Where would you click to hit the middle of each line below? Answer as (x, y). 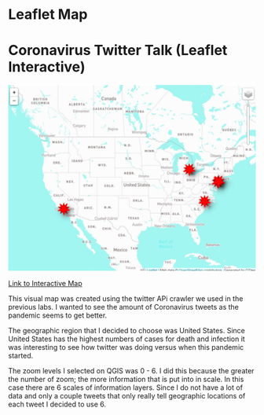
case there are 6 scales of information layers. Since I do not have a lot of (126, 387)
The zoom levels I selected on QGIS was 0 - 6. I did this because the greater (131, 370)
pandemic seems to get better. (58, 315)
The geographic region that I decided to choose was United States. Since (126, 330)
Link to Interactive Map (45, 283)
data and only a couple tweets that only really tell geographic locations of (127, 395)
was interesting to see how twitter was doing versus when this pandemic (126, 347)
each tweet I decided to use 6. (57, 404)
